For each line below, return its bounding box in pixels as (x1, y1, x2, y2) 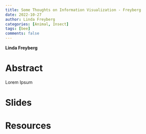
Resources (5, 120, 52, 131)
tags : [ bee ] (5, 26, 30, 31)
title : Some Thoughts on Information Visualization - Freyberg (5, 7, 141, 13)
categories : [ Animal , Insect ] (5, 21, 69, 27)
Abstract (5, 63, 43, 74)
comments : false (5, 31, 39, 36)
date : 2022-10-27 (5, 12, 42, 17)
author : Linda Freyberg (5, 17, 56, 22)
